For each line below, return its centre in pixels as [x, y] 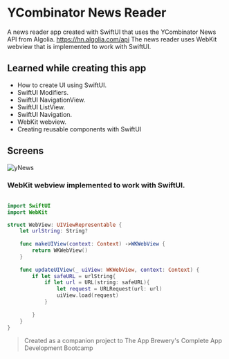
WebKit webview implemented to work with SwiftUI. [96, 185]
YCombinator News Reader [87, 13]
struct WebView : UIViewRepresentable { [65, 225]
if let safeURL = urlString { [74, 276]
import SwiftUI [29, 205]
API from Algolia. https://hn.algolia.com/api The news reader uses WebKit [112, 39]
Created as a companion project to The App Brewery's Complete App [123, 341]
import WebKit [28, 212]
